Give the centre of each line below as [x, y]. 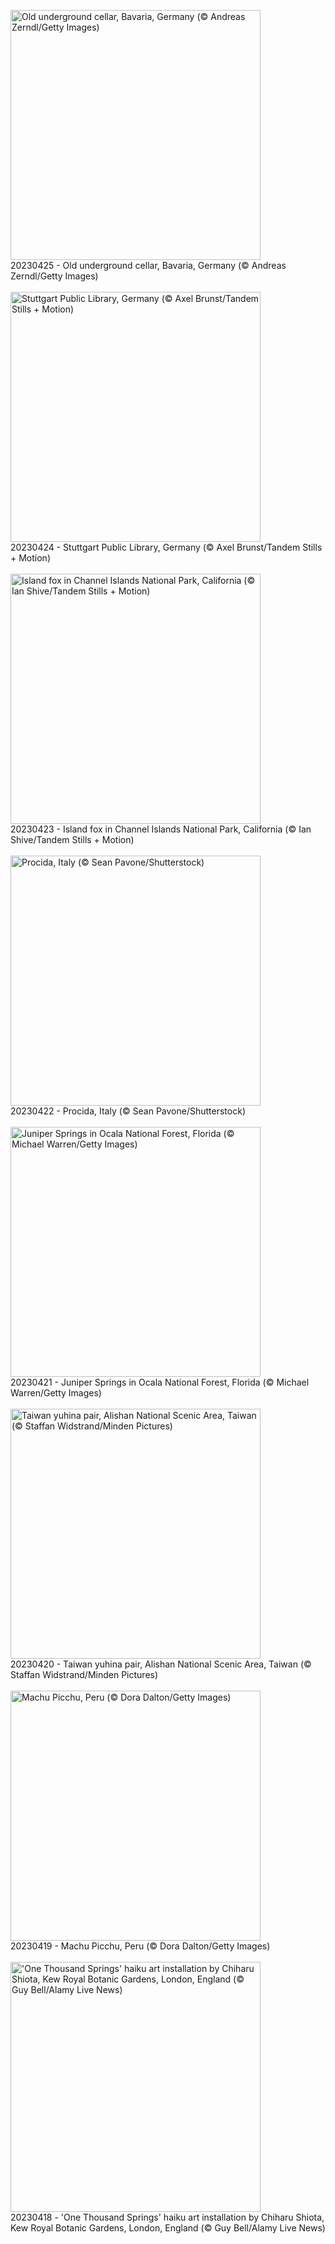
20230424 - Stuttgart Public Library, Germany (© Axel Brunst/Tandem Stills [166, 547]
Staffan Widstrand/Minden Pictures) [84, 1674]
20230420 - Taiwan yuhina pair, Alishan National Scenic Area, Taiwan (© [161, 1664]
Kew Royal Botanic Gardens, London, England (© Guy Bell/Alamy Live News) [168, 2228]
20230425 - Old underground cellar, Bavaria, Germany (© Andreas [148, 265]
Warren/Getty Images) [56, 1393]
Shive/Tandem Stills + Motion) [72, 839]
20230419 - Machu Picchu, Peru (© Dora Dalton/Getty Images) [140, 1946]
